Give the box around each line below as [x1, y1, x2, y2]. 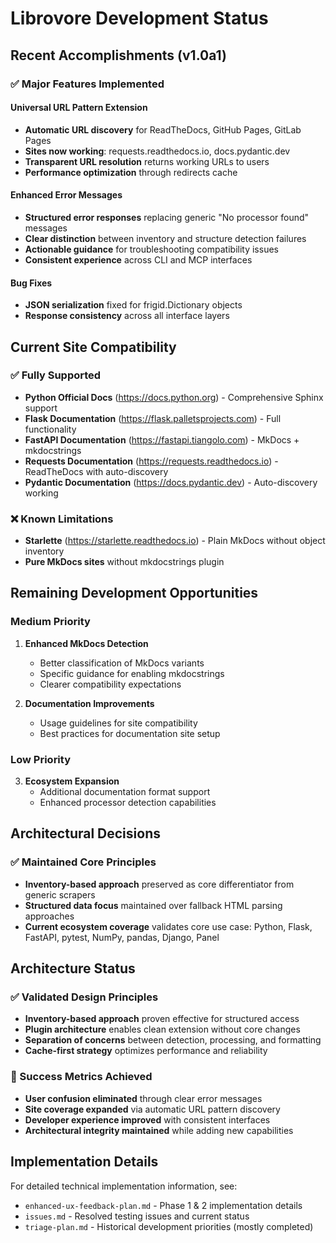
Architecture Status [10, 960, 136, 977]
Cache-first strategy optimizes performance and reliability [24, 1045, 268, 1057]
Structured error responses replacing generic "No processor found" [24, 211, 310, 223]
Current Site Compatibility [10, 338, 177, 356]
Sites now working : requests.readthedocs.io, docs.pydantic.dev [24, 145, 291, 157]
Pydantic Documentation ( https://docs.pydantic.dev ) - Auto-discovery [24, 476, 318, 488]
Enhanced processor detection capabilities [39, 797, 217, 809]
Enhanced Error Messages [10, 189, 123, 201]
